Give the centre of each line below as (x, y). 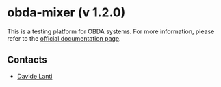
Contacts (27, 60)
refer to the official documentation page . (64, 38)
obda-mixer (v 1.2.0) (66, 13)
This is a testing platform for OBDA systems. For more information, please (111, 31)
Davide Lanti (35, 76)
